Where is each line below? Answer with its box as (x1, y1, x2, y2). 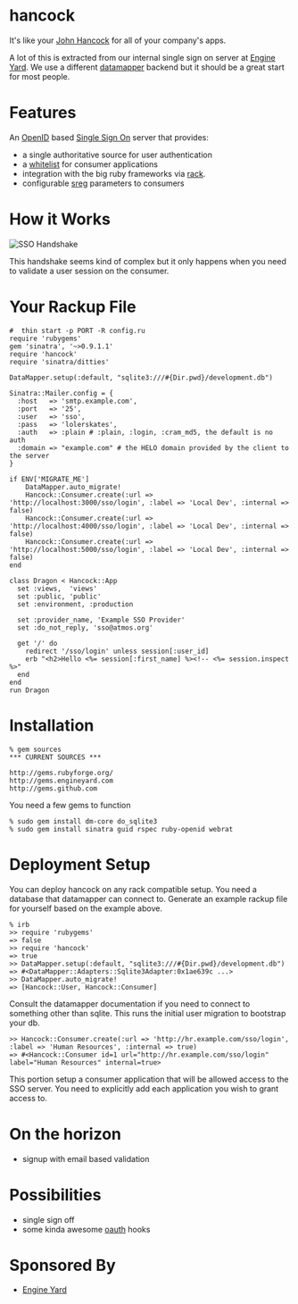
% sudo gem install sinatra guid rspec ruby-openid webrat (9, 824, 234, 833)
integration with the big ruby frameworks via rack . (21, 168, 206, 179)
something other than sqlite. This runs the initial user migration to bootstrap (9, 1007, 286, 1018)
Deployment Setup (9, 854, 151, 874)
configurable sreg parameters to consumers (21, 178, 185, 188)
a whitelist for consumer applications (21, 158, 159, 170)
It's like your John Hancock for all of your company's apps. (9, 35, 227, 46)
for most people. (9, 71, 70, 81)
